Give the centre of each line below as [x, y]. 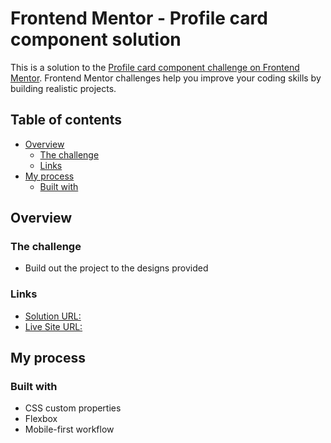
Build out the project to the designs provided [116, 268]
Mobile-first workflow [69, 429]
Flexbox [41, 419]
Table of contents [66, 120]
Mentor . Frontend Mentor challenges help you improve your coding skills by [166, 78]
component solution [96, 39]
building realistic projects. [63, 88]
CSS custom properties [73, 408]
